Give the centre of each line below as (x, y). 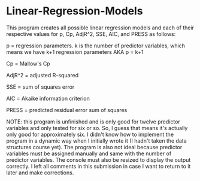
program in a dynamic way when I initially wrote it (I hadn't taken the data (96, 141)
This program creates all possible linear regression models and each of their (100, 28)
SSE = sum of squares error (40, 87)
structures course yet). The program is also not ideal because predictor (94, 147)
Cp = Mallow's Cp (28, 64)
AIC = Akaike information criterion (48, 98)
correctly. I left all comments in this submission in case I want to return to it (99, 166)
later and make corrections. (40, 173)
